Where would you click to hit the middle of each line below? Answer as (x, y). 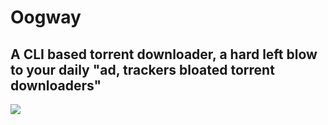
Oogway (46, 17)
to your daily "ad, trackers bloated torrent (142, 69)
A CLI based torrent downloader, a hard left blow (164, 54)
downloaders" (56, 85)
